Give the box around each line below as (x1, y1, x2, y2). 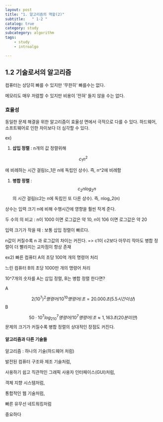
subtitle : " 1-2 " (5, 16, 48, 21)
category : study (5, 26, 39, 31)
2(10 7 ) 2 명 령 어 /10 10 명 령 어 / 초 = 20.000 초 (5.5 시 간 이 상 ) (31, 295, 135, 302)
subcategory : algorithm (5, 30, 54, 35)
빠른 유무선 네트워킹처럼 (5, 401, 52, 407)
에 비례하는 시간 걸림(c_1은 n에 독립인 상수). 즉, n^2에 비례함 (5, 167, 121, 173)
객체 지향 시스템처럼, (5, 380, 45, 386)
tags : (5, 35, 16, 40)
